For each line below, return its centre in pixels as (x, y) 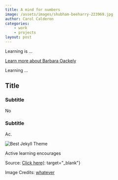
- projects (25, 33)
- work (21, 28)
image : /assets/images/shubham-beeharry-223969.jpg (59, 14)
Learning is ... (19, 51)
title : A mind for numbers (33, 10)
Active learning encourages (33, 153)
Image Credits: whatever (30, 172)
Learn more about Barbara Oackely (41, 61)
